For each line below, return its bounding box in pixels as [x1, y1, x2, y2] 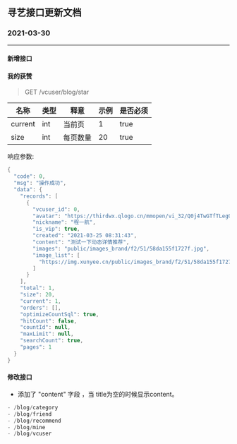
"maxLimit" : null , [20, 330, 74, 337]
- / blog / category [7, 404, 59, 411]
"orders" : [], [20, 304, 61, 311]
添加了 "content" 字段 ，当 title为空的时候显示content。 [17, 390, 178, 398]
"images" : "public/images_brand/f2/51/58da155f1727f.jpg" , [32, 245, 210, 252]
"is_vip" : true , [32, 225, 80, 233]
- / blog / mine [7, 424, 46, 431]
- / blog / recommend [7, 417, 61, 424]
